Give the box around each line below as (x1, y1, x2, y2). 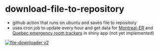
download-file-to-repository (5, 3, 124, 15)
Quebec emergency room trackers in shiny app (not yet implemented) (12, 30, 155, 36)
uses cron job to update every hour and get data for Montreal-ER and (12, 25, 153, 30)
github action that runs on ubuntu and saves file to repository (12, 20, 137, 25)
